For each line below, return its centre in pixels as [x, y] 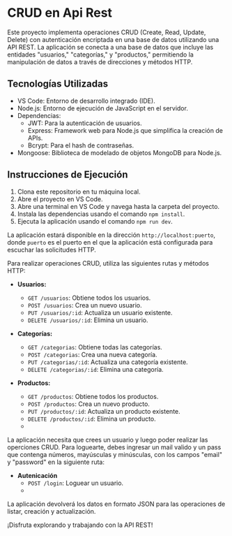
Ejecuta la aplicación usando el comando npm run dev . [95, 221]
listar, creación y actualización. [52, 511]
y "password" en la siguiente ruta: [56, 462]
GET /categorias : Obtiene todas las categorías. [95, 347]
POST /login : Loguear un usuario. [76, 483]
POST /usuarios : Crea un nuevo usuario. [85, 305]
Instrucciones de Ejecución [68, 175]
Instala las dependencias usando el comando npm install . [101, 214]
